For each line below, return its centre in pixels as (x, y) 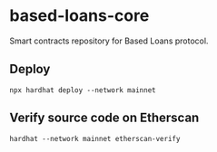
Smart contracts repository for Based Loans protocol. (109, 41)
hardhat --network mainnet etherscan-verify (95, 138)
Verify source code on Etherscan (104, 118)
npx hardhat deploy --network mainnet (83, 90)
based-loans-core (79, 16)
